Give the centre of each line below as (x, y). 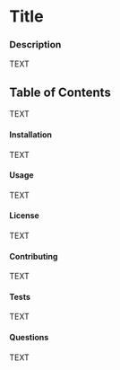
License (25, 216)
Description (35, 45)
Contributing (34, 256)
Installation (30, 134)
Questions (29, 337)
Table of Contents (60, 92)
